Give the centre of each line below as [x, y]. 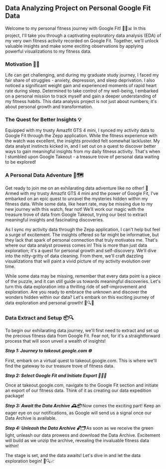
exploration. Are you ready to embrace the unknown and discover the [76, 292]
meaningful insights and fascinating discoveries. [55, 220]
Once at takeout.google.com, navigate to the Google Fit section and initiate [82, 385]
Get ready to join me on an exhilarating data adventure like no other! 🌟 [77, 188]
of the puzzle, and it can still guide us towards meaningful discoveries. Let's [83, 281]
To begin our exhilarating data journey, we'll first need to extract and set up [82, 330]
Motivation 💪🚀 [22, 64]
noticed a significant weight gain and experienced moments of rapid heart [81, 86]
